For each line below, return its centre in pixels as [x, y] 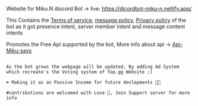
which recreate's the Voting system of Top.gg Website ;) [79, 72]
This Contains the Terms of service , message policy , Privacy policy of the [96, 20]
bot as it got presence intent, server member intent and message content [96, 26]
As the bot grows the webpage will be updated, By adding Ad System [93, 67]
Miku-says [19, 51]
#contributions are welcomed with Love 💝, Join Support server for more [98, 93]
